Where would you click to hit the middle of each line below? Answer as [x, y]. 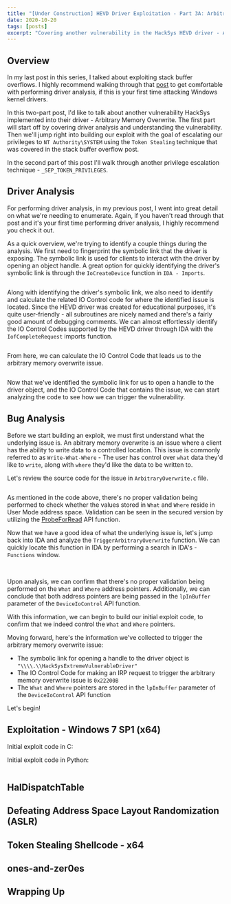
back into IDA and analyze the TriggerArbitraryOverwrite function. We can [113, 540]
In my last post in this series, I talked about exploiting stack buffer [100, 77]
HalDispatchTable [46, 787]
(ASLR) [22, 822]
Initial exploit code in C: [40, 746]
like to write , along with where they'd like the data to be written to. [100, 464]
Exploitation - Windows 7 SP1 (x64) [84, 730]
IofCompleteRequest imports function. [60, 336]
